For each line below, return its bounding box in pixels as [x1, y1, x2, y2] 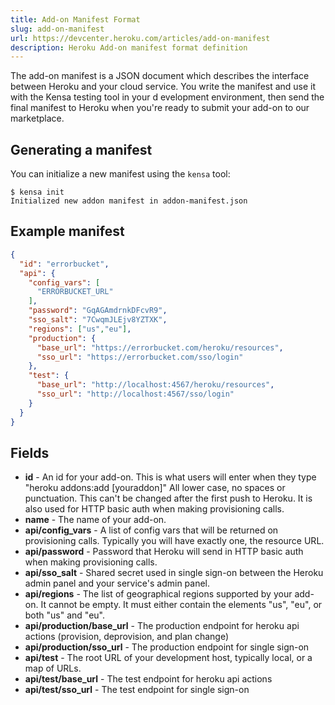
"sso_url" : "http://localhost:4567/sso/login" [36, 389, 235, 399]
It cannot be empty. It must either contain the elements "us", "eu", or [40, 599, 323, 611]
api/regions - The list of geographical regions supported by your [24, 588, 293, 600]
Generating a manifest [10, 141, 153, 158]
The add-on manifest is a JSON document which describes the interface [10, 70, 310, 82]
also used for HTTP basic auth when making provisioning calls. [24, 503, 285, 515]
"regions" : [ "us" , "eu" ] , [28, 324, 132, 334]
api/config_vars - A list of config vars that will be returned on [24, 524, 279, 536]
